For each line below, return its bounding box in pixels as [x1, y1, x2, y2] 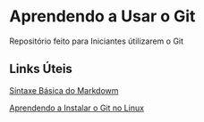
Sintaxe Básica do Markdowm [9, 85, 119, 95]
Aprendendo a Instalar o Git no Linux [9, 102, 145, 113]
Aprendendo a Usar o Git [9, 6, 196, 27]
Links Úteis [9, 61, 73, 77]
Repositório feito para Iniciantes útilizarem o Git [9, 36, 184, 46]
